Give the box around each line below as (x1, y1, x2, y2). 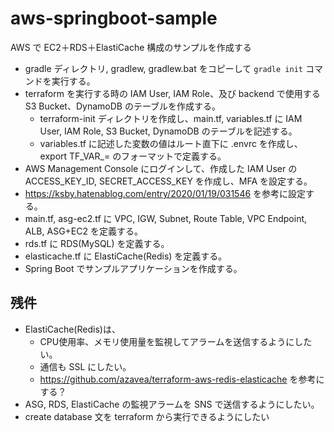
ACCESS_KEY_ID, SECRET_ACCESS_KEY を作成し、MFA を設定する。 (24, 175, 313, 187)
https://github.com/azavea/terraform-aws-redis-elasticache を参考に (39, 373, 325, 385)
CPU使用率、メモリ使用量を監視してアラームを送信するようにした (39, 335, 313, 347)
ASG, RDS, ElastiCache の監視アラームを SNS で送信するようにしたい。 (24, 398, 320, 410)
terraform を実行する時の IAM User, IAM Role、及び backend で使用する (24, 87, 321, 99)
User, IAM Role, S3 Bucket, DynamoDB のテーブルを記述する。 (39, 125, 298, 137)
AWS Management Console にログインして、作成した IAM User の (24, 162, 298, 174)
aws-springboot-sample (10, 7, 218, 30)
